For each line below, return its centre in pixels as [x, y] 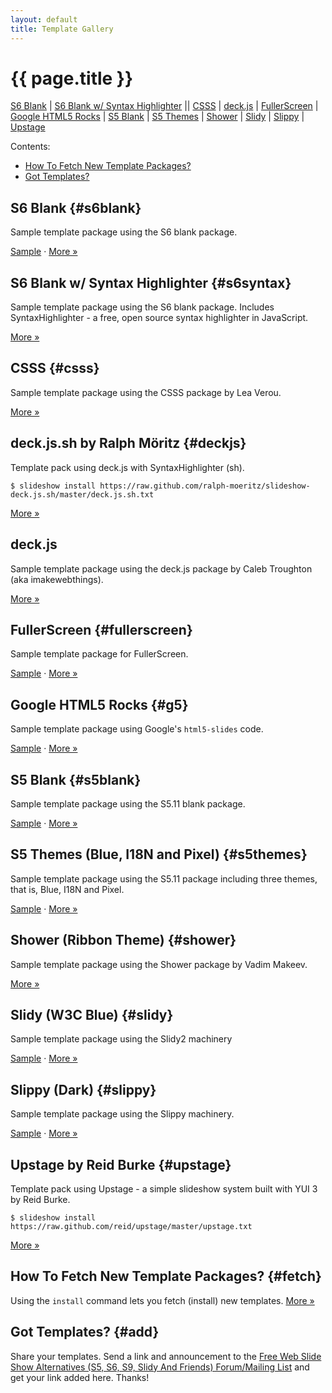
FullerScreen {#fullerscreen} [101, 629]
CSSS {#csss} [55, 368]
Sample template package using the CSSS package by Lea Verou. [146, 392]
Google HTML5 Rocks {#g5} [99, 704]
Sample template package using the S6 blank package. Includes [142, 307]
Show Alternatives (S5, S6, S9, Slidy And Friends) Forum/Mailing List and [160, 1367]
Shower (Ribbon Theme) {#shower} [123, 940]
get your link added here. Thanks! [80, 1377]
